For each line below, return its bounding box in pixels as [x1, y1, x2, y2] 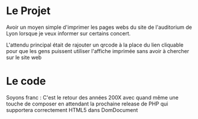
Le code [6, 75, 46, 88]
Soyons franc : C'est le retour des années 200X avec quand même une [6, 94, 179, 101]
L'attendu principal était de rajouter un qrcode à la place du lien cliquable [6, 41, 184, 48]
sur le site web [6, 54, 42, 61]
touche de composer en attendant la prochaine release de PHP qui [6, 100, 168, 107]
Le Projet [6, 4, 51, 18]
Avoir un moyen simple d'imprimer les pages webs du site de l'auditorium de [6, 24, 192, 31]
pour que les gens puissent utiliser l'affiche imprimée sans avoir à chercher [6, 47, 190, 54]
